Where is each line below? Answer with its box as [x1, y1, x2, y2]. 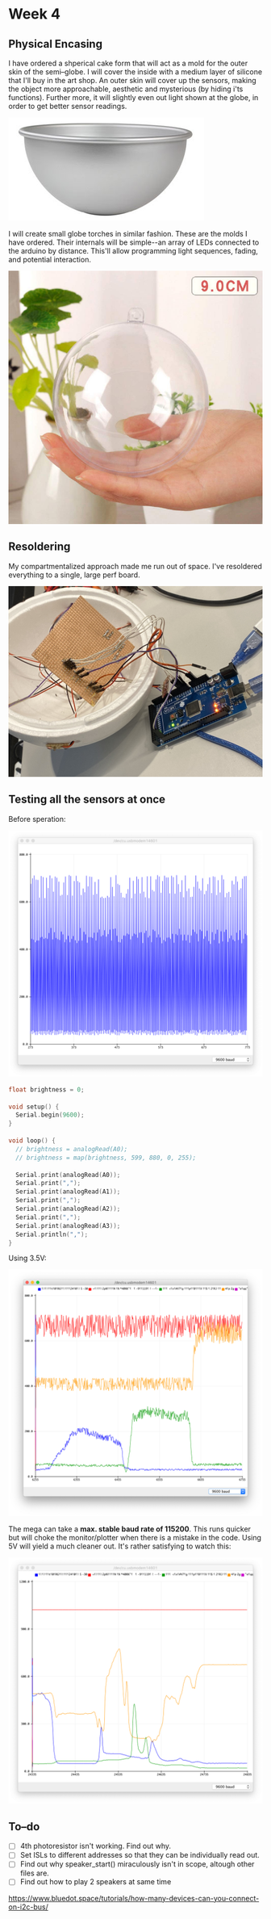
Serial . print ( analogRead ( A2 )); [15, 1205, 121, 1213]
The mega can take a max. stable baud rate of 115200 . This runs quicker [8, 1524, 252, 1534]
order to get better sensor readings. [8, 102, 127, 111]
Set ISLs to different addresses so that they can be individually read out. [19, 1850, 260, 1860]
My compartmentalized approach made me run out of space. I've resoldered [8, 561, 262, 571]
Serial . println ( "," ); [15, 1230, 89, 1238]
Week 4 [8, 5, 60, 23]
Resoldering [8, 540, 71, 554]
